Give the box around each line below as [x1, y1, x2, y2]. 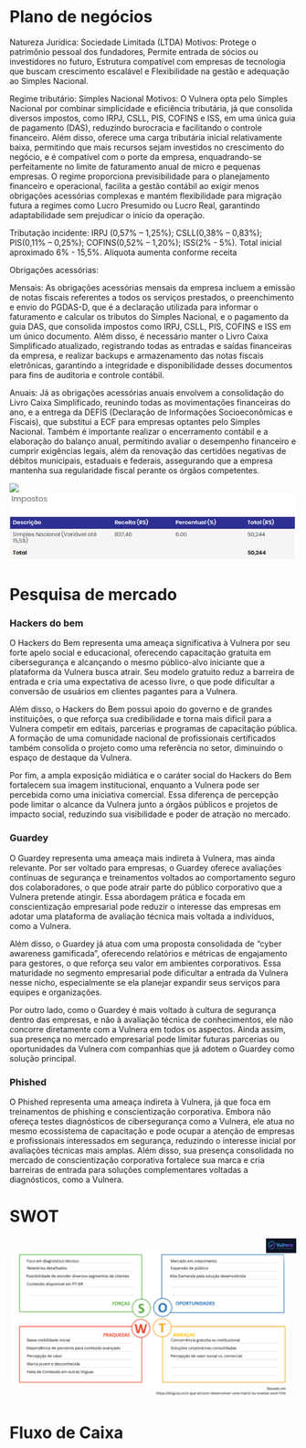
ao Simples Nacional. [9, 75, 90, 86]
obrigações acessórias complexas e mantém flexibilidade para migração [9, 190, 282, 201]
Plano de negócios [9, 6, 153, 27]
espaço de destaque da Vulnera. [9, 752, 132, 764]
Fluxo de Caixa [9, 1422, 123, 1443]
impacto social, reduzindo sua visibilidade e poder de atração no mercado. [9, 809, 290, 819]
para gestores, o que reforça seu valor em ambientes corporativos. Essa [9, 957, 281, 968]
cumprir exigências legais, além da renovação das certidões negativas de [9, 445, 287, 456]
